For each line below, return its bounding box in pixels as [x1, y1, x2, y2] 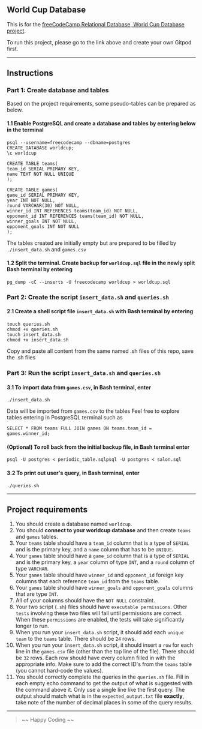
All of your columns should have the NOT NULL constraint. [15, 597, 155, 604]
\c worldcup [7, 150, 37, 156]
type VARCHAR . [15, 565, 49, 572]
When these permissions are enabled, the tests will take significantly [15, 616, 185, 623]
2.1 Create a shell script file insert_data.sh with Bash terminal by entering [7, 308, 194, 315]
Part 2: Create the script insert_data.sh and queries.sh [7, 293, 170, 301]
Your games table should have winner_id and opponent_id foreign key [15, 571, 184, 578]
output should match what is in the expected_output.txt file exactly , [15, 692, 185, 700]
